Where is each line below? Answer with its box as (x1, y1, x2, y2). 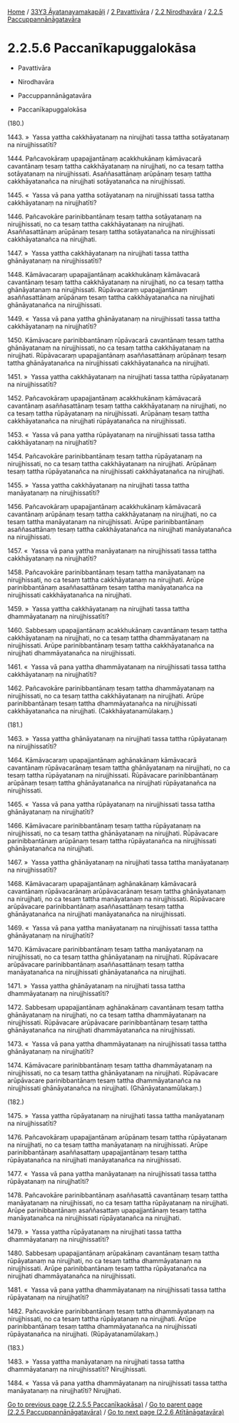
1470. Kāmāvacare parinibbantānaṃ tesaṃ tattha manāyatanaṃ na (7, 945, 203, 953)
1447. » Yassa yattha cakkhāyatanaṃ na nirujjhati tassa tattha (7, 248, 189, 257)
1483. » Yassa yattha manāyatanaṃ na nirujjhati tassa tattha (7, 1357, 185, 1366)
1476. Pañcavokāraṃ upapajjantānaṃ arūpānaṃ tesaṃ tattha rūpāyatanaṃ (7, 1132, 228, 1141)
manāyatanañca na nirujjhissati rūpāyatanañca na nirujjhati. (7, 1213, 182, 1222)
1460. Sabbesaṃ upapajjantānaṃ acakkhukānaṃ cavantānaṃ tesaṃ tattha (7, 625, 228, 634)
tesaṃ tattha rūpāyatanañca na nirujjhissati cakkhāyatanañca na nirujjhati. (7, 467, 225, 476)
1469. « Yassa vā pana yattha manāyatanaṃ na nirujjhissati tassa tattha (7, 923, 218, 932)
